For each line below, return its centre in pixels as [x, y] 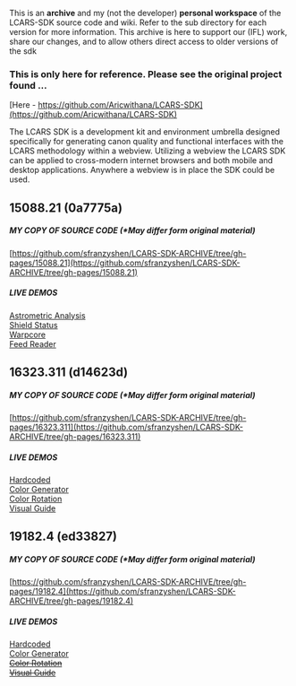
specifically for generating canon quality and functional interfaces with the [147, 142]
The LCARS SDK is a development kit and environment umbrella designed [144, 132]
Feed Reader [33, 343]
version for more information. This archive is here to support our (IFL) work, [148, 32]
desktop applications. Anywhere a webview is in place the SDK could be [142, 170]
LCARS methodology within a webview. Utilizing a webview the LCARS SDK [148, 151]
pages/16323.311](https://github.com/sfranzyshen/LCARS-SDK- [127, 427]
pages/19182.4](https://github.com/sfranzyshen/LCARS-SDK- [123, 592]
